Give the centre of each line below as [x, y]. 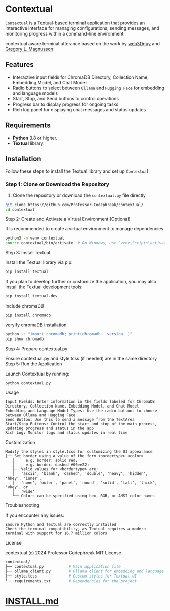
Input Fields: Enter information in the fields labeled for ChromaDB [80, 402]
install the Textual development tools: [44, 287]
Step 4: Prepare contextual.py [36, 349]
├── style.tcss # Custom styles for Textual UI [71, 576]
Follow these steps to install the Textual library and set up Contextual [77, 171]
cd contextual [20, 209]
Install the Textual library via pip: [39, 262]
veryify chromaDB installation [36, 325]
